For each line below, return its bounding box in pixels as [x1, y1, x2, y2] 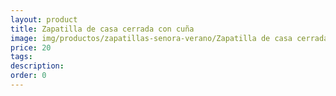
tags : [10, 52, 33, 62]
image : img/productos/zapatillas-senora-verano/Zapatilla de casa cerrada [10, 33, 329, 43]
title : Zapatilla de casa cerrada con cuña [10, 24, 195, 34]
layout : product [10, 14, 78, 25]
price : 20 [10, 42, 52, 53]
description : [10, 61, 65, 71]
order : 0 [10, 71, 47, 81]
